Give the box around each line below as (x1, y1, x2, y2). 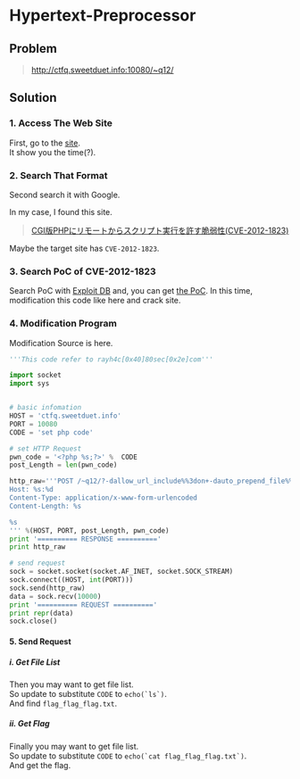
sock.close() (9, 617, 58, 626)
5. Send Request (9, 635, 71, 647)
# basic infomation (9, 403, 82, 412)
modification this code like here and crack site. (9, 295, 181, 306)
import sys (9, 379, 50, 388)
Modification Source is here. (9, 337, 113, 348)
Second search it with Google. (9, 189, 121, 200)
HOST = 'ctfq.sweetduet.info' (9, 411, 122, 420)
